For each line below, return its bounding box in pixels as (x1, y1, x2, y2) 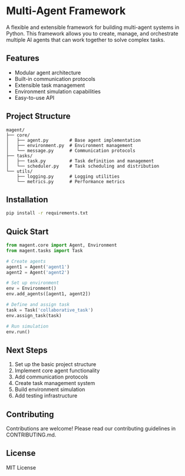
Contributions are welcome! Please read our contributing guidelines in (6, 425, 176, 432)
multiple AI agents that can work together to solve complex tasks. (6, 36, 165, 43)
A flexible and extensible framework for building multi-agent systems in (6, 24, 180, 31)
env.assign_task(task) (6, 312, 62, 318)
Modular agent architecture (14, 69, 81, 76)
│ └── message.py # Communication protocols (6, 148, 136, 154)
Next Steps (6, 345, 48, 355)
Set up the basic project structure (14, 361, 97, 368)
